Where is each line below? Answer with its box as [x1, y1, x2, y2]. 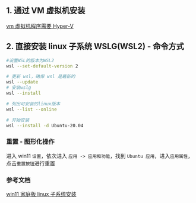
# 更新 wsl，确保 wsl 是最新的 [6, 73, 75, 80]
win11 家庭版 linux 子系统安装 [6, 190, 77, 197]
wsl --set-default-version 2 [6, 63, 78, 69]
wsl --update [6, 79, 39, 85]
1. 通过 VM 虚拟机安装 [6, 5, 86, 16]
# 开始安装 [6, 117, 30, 123]
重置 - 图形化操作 [6, 138, 55, 146]
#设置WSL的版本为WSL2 [6, 57, 55, 63]
